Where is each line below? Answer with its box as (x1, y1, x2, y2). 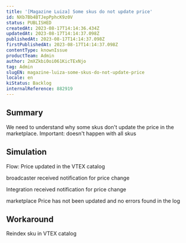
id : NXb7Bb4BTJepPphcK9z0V (6, 14, 73, 20)
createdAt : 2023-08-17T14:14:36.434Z (6, 25, 100, 31)
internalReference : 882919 (6, 86, 73, 92)
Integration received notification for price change (6, 186, 127, 193)
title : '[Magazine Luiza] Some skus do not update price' (6, 8, 153, 15)
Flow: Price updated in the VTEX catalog (6, 162, 105, 170)
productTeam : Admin (6, 53, 55, 59)
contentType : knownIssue (6, 47, 68, 53)
